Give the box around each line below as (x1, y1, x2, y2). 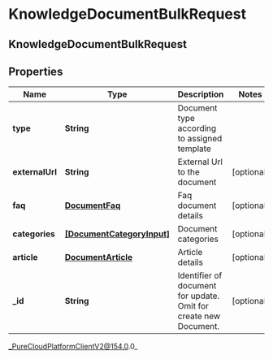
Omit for (177, 301, 209, 312)
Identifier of (177, 270, 223, 281)
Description (177, 89, 224, 100)
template (177, 143, 211, 154)
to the (177, 167, 201, 178)
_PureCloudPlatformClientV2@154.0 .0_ (8, 342, 138, 352)
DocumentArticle (64, 252, 132, 263)
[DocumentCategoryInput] (64, 228, 171, 240)
